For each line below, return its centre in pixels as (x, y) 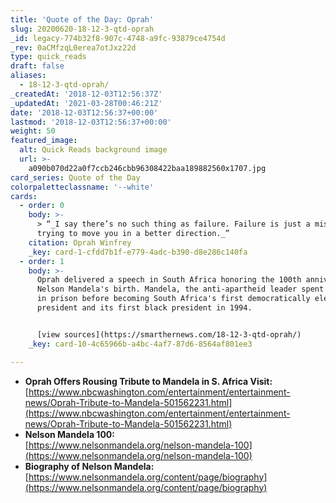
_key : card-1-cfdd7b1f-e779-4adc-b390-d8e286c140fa (138, 252)
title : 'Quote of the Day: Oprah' (82, 19)
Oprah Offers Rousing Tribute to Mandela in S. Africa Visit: (148, 381)
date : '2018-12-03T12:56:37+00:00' (84, 112)
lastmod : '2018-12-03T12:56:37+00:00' (91, 122)
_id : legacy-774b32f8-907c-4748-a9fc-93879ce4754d (118, 38)
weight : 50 (33, 131)
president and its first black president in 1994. (144, 308)
